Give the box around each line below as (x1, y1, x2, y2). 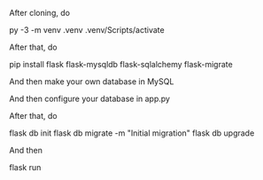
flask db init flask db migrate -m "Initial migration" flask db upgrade (9, 128, 255, 138)
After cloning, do (9, 8, 71, 18)
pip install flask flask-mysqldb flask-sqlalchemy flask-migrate (9, 59, 233, 69)
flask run (9, 162, 42, 172)
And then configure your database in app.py (9, 93, 171, 104)
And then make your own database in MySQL (9, 76, 174, 87)
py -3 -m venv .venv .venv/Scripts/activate (9, 25, 166, 35)
